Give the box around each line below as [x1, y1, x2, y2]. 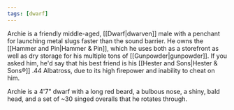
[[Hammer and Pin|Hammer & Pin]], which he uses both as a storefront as [7, 44, 219, 52]
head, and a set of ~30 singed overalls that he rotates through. [7, 95, 187, 103]
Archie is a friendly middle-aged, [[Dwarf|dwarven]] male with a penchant [7, 29, 220, 38]
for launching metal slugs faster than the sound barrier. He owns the [7, 36, 204, 45]
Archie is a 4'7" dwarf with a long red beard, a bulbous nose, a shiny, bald [7, 87, 220, 95]
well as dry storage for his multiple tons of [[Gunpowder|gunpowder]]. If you [7, 52, 228, 60]
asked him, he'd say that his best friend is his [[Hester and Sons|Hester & [7, 58, 218, 67]
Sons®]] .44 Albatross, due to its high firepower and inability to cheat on [7, 66, 215, 74]
